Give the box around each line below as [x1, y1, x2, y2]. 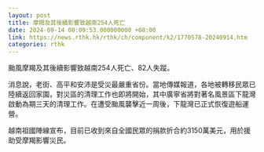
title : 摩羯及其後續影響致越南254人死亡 [8, 19, 126, 27]
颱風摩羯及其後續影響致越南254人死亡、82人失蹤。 [8, 63, 174, 73]
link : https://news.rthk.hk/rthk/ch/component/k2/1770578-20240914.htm [8, 33, 247, 42]
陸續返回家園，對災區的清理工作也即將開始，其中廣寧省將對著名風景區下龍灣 [8, 89, 256, 99]
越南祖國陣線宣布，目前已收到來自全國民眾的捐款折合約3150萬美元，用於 [8, 126, 244, 136]
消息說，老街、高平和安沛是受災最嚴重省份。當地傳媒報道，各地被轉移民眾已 [8, 80, 256, 89]
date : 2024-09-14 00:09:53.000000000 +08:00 [8, 26, 156, 34]
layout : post [8, 11, 51, 20]
